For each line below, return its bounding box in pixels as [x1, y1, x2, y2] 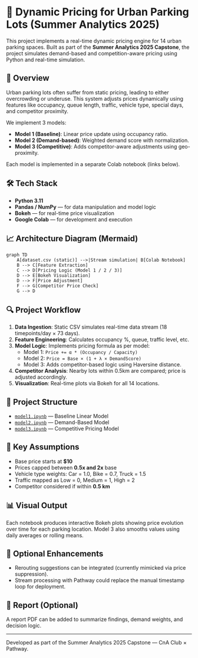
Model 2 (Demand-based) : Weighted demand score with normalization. [14, 137, 190, 144]
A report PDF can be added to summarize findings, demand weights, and [6, 616, 183, 623]
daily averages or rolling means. [6, 531, 84, 538]
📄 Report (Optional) [6, 600, 78, 610]
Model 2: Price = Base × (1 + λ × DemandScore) [23, 355, 141, 362]
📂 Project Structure [6, 397, 78, 407]
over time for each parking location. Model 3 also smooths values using [6, 525, 180, 533]
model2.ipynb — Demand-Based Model [14, 419, 110, 426]
